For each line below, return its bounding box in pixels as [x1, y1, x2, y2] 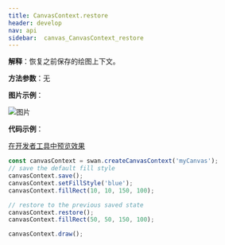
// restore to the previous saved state [8, 200, 145, 209]
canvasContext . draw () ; [8, 230, 83, 239]
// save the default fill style [8, 165, 115, 173]
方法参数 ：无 [8, 73, 50, 84]
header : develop [8, 19, 62, 27]
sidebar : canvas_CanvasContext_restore [8, 33, 145, 42]
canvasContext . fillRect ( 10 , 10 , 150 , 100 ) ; [8, 186, 155, 195]
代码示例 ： [8, 124, 44, 134]
